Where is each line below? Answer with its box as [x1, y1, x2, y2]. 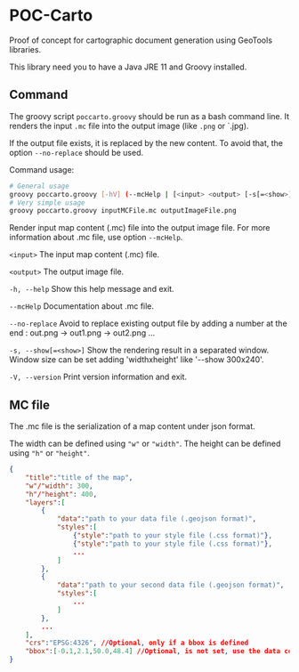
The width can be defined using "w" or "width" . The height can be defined [9, 438, 281, 449]
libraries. [9, 44, 42, 54]
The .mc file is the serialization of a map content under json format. [9, 421, 255, 432]
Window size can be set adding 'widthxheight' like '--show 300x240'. [9, 354, 264, 365]
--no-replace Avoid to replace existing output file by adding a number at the [9, 318, 287, 329]
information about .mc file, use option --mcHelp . [9, 232, 183, 243]
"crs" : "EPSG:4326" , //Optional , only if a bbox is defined [25, 638, 249, 648]
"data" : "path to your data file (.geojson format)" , [56, 514, 256, 523]
